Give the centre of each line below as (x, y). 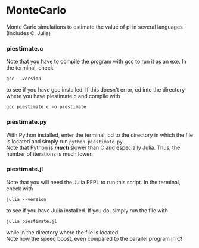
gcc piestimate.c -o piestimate (46, 107)
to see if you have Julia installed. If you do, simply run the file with (87, 210)
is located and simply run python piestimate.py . (65, 141)
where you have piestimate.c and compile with (63, 96)
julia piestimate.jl (32, 221)
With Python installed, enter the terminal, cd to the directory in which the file (100, 135)
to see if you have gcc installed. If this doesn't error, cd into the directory (96, 90)
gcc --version (24, 79)
